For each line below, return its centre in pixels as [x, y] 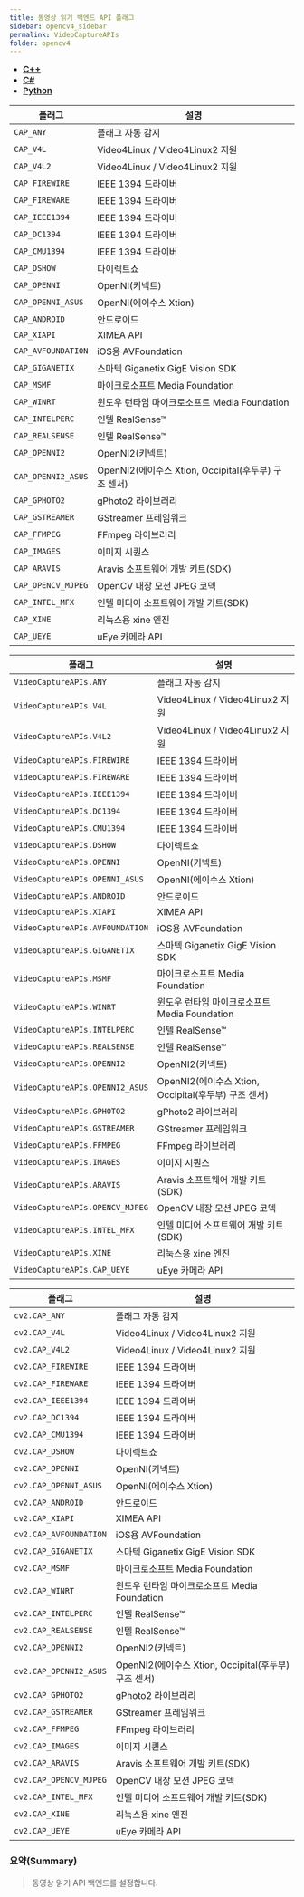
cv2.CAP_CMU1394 [49, 1435]
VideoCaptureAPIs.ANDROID [70, 896]
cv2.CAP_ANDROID [49, 1503]
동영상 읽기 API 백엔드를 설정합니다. [95, 1883]
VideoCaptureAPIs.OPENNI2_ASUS [81, 1088]
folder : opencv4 [40, 43]
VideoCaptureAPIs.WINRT [65, 1007]
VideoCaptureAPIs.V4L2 [62, 737]
